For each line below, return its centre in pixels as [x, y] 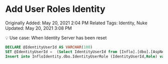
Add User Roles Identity [55, 9]
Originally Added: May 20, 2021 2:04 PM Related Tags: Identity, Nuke [76, 23]
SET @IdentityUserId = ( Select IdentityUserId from [61, 52]
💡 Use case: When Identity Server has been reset [56, 38]
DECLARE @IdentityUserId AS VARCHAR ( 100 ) [49, 47]
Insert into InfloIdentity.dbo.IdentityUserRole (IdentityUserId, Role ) [81, 56]
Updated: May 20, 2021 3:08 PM [38, 28]
